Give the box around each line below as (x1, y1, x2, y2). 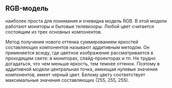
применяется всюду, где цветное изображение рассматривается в (5, 49, 154, 56)
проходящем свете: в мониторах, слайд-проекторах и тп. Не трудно (5, 55, 156, 61)
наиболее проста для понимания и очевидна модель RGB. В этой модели (5, 17, 167, 24)
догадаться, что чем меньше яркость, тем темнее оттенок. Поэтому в (5, 60, 160, 66)
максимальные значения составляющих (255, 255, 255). (5, 77, 129, 83)
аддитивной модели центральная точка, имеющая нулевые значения (5, 66, 158, 72)
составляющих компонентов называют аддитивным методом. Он (5, 44, 150, 50)
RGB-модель (5, 4, 49, 13)
